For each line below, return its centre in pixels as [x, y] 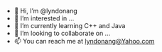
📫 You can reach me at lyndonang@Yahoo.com [84, 41]
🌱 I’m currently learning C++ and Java [70, 26]
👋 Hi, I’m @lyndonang [46, 11]
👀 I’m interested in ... [44, 18]
